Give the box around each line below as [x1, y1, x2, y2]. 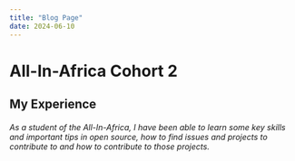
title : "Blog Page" [9, 13, 84, 23]
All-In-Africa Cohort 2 [9, 61, 179, 81]
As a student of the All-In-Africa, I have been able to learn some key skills [9, 121, 286, 132]
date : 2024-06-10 [9, 22, 75, 31]
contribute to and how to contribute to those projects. [9, 141, 211, 152]
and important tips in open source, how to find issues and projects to [9, 131, 268, 142]
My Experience [9, 97, 97, 112]
